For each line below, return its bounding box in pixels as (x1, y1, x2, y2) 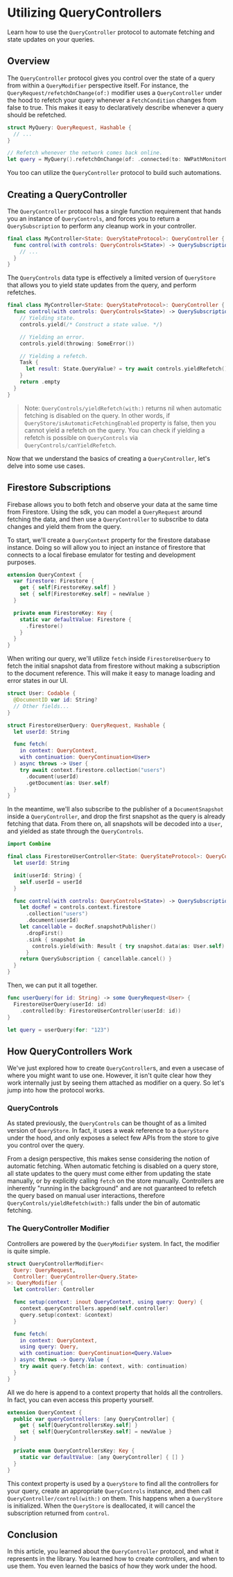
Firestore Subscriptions (7, 482, 112, 494)
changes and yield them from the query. (7, 522, 122, 530)
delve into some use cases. (7, 462, 85, 470)
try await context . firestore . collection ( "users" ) (19, 766, 166, 773)
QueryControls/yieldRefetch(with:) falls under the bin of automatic (7, 1199, 201, 1207)
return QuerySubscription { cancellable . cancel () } (19, 956, 172, 963)
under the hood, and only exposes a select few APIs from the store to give (7, 1133, 219, 1142)
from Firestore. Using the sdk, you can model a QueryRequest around (7, 507, 202, 516)
